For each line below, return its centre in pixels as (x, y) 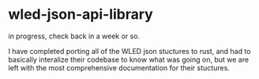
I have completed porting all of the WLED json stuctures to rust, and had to (129, 51)
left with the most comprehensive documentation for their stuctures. (119, 67)
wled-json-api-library (81, 14)
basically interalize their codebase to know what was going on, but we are (129, 59)
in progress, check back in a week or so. (74, 36)
